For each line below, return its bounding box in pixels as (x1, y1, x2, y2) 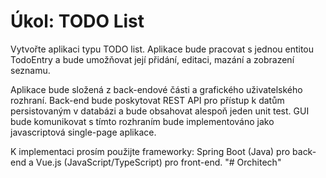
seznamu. (10, 64, 51, 76)
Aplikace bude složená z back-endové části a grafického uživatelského (10, 83, 303, 95)
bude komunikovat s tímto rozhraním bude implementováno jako (10, 115, 275, 127)
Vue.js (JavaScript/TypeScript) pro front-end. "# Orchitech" (35, 156, 282, 168)
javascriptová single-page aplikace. (10, 126, 157, 138)
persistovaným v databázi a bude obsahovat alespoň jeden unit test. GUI (10, 105, 310, 117)
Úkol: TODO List (10, 10, 145, 33)
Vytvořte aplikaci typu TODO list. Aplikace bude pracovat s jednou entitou (10, 43, 315, 55)
